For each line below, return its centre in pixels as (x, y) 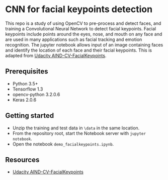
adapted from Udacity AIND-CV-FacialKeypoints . (56, 55)
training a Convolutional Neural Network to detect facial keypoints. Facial (81, 28)
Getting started (30, 116)
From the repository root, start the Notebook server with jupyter (79, 133)
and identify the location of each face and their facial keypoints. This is (79, 50)
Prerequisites (27, 72)
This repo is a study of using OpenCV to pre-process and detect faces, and (83, 23)
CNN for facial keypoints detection (79, 9)
